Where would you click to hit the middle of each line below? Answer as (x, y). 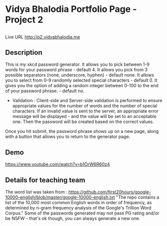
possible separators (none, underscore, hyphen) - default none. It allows (80, 75)
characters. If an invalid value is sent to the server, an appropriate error (85, 111)
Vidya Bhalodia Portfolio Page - (71, 9)
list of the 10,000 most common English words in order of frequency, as (79, 203)
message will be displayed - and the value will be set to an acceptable (84, 116)
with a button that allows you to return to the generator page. (68, 137)
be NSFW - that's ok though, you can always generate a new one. (73, 219)
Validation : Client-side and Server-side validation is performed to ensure (87, 101)
